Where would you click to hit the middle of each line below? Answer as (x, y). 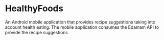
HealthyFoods (34, 9)
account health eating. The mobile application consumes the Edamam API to (82, 27)
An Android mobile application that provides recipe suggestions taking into (80, 22)
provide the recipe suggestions (36, 32)
